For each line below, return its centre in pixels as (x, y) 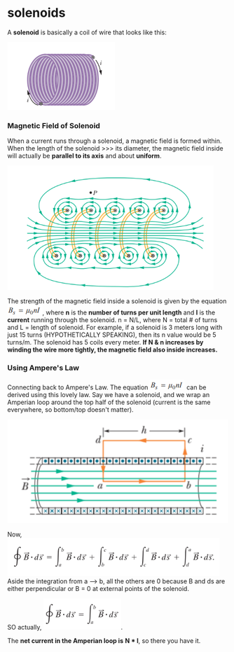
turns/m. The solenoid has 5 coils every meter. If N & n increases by (105, 342)
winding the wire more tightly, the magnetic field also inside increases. (112, 350)
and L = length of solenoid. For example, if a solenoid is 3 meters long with (115, 328)
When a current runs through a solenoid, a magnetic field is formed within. (115, 141)
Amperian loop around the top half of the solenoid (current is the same (109, 402)
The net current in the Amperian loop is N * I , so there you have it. (104, 640)
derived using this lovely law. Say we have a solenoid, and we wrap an (109, 394)
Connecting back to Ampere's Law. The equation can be (107, 387)
